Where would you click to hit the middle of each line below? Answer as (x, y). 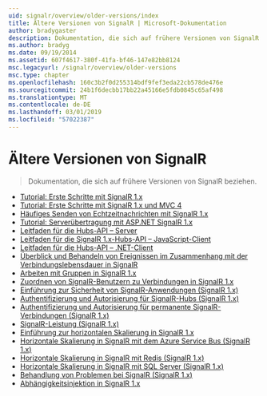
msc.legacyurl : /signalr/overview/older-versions (93, 68)
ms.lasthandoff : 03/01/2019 (55, 113)
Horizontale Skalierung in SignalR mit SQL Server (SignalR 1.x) (122, 366)
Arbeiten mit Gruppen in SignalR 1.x (78, 273)
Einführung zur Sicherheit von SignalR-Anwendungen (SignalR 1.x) (129, 290)
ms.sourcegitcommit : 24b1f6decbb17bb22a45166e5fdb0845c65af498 (116, 90)
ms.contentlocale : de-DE (50, 105)
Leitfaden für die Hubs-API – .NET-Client (86, 247)
